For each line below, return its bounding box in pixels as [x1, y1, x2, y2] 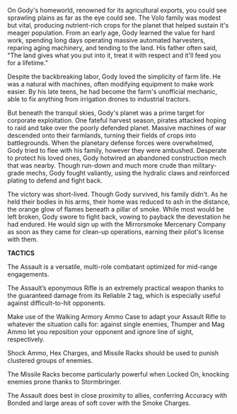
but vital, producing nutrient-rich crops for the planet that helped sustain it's [7, 21, 229, 29]
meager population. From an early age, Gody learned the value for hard [7, 28, 215, 37]
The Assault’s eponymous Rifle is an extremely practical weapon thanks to [7, 284, 224, 292]
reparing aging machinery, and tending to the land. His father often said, [7, 44, 218, 52]
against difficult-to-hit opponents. [7, 299, 106, 307]
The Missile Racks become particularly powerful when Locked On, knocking [7, 370, 229, 378]
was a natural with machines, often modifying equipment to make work [7, 80, 214, 88]
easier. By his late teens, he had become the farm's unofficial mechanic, [7, 88, 218, 96]
